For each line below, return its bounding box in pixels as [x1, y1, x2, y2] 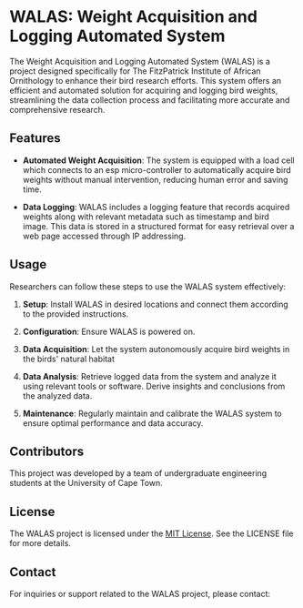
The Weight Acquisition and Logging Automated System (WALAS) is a [9, 56, 271, 66]
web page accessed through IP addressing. [22, 230, 187, 241]
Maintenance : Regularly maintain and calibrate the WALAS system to [22, 408, 282, 419]
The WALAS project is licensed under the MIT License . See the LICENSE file [9, 528, 294, 539]
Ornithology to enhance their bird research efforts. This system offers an [9, 75, 282, 86]
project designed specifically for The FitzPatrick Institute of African [9, 66, 261, 76]
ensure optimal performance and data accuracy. [22, 417, 204, 429]
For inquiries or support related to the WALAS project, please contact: [9, 589, 271, 599]
